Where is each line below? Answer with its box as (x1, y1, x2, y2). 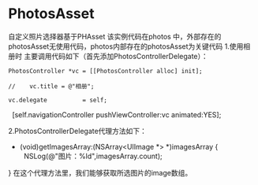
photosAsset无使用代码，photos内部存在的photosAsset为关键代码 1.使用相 (8, 41, 251, 51)
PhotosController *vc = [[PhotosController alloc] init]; (8, 67, 203, 75)
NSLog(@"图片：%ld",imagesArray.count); (23, 151, 163, 161)
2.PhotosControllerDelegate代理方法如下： (8, 126, 148, 135)
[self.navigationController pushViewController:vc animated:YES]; (11, 109, 222, 119)
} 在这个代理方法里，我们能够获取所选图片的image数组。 (8, 168, 193, 177)
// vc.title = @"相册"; (8, 82, 95, 91)
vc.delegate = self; (8, 96, 108, 104)
